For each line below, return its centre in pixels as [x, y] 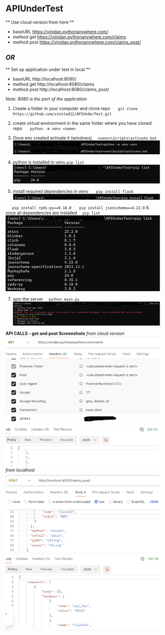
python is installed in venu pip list [48, 162]
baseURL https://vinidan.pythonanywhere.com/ [60, 31]
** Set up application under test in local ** [48, 69]
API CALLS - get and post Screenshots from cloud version [65, 333]
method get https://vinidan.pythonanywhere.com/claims [69, 37]
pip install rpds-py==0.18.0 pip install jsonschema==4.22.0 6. [81, 207]
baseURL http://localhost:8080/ [45, 79]
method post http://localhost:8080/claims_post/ [61, 89]
